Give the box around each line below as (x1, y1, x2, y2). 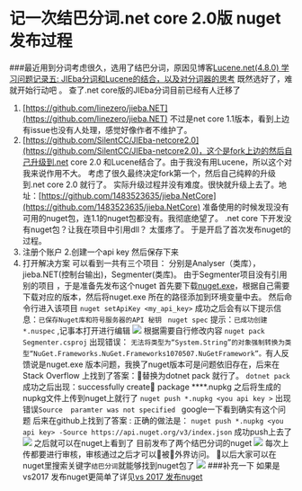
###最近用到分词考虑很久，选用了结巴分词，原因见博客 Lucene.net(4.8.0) (9, 62, 280, 73)
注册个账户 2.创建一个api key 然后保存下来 (22, 246, 180, 257)
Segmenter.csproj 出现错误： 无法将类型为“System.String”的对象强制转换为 (22, 336, 286, 347)
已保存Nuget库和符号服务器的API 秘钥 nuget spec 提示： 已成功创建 (38, 314, 268, 325)
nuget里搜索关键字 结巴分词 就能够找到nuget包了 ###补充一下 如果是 (22, 460, 280, 470)
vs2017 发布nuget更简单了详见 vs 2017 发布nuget (22, 471, 203, 482)
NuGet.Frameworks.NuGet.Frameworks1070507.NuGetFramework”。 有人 (32, 347, 281, 358)
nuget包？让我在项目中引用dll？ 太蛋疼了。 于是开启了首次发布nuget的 (30, 224, 291, 235)
